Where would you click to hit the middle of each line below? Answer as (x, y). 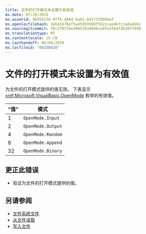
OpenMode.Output (43, 126)
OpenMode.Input (41, 118)
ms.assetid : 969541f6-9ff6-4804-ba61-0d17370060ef (60, 19)
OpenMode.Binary (43, 151)
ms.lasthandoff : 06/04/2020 (35, 43)
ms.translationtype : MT (30, 33)
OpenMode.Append (43, 143)
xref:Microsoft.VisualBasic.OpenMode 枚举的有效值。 (61, 95)
